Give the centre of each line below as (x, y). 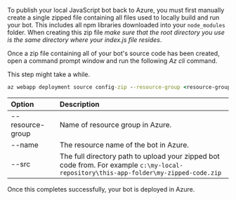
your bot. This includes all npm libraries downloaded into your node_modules (117, 25)
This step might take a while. (49, 74)
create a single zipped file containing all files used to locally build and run (113, 17)
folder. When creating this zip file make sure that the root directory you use (116, 32)
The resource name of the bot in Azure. (124, 145)
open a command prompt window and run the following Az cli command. (112, 61)
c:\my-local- (162, 165)
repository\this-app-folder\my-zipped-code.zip (140, 173)
